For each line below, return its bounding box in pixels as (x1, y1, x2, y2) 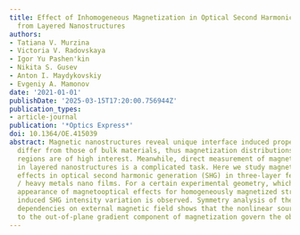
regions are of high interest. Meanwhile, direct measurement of (17, 154, 266, 164)
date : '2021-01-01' (9, 88, 82, 97)
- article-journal (9, 113, 78, 122)
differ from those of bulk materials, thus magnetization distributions (17, 146, 294, 155)
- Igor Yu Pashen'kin (9, 55, 90, 63)
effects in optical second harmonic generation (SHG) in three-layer (17, 171, 281, 180)
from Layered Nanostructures (17, 21, 126, 30)
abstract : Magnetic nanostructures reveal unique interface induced (9, 138, 270, 147)
